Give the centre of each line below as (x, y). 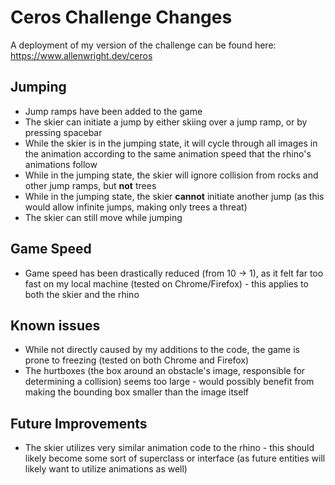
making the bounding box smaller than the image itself (136, 392)
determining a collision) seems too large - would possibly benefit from (169, 382)
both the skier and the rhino (82, 294)
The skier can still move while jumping (103, 217)
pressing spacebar (63, 132)
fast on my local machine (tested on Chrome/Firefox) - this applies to (166, 283)
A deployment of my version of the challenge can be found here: (143, 45)
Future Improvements (79, 423)
